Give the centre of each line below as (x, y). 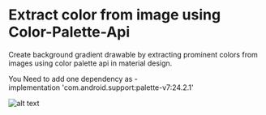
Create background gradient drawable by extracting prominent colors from (133, 54)
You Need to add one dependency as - (73, 79)
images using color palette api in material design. (90, 63)
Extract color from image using (115, 15)
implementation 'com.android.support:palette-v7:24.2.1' (101, 87)
